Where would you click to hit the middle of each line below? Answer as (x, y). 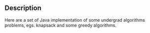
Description (23, 8)
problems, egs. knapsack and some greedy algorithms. (60, 25)
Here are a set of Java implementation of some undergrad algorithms (75, 20)
